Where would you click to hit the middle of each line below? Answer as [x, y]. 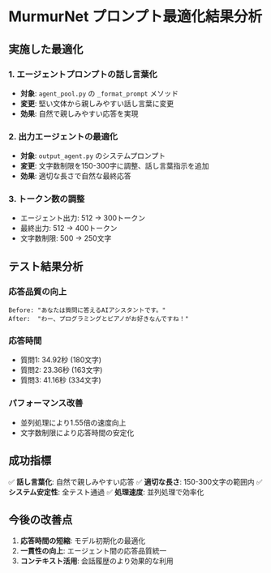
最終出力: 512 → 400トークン [69, 229]
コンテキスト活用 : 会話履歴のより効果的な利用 [97, 561]
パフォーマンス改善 [46, 404]
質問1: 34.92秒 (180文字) [61, 360]
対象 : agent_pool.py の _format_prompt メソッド [99, 93]
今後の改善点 [41, 520]
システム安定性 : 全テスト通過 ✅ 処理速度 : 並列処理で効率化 [106, 492]
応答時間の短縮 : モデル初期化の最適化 [83, 541]
